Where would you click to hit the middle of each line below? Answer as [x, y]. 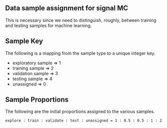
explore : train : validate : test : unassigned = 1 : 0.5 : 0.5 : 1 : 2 [84, 121]
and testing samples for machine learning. [48, 25]
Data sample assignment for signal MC [67, 8]
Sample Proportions [37, 100]
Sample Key [24, 41]
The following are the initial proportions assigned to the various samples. [80, 112]
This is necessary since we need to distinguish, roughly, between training [81, 20]
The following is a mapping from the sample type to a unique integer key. [80, 53]
